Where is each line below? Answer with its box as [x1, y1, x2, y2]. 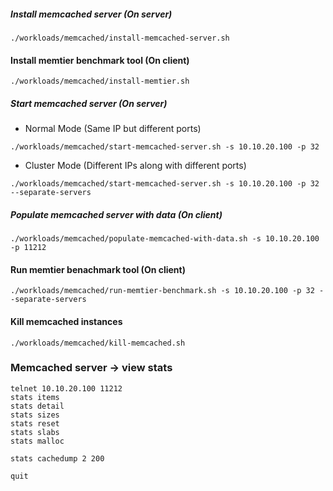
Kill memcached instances [10, 315, 123, 327]
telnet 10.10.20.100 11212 [10, 383, 123, 394]
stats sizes [10, 410, 60, 420]
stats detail [10, 401, 65, 411]
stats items [10, 392, 60, 402]
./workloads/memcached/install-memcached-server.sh [10, 33, 230, 43]
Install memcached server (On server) [10, 8, 173, 20]
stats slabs [10, 427, 60, 437]
